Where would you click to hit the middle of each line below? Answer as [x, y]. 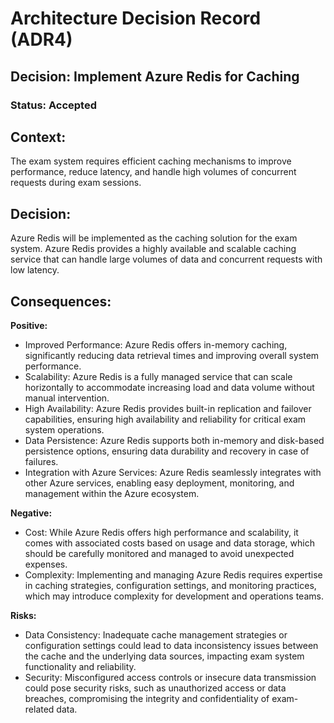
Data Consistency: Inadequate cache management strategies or [156, 634]
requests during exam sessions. [76, 183]
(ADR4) [41, 39]
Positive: [29, 325]
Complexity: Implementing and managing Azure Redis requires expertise [173, 574]
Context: [38, 137]
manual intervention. [67, 398]
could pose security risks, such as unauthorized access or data [155, 688]
